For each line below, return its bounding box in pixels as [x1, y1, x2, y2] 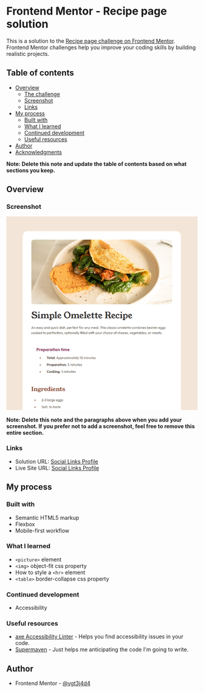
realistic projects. [6, 50, 50, 57]
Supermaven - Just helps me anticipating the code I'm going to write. [15, 646, 189, 654]
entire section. [6, 429, 44, 436]
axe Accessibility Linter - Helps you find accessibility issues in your [15, 633, 184, 640]
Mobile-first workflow [15, 527, 70, 534]
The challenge [24, 90, 61, 98]
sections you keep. [6, 166, 56, 174]
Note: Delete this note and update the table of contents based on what [6, 160, 187, 168]
